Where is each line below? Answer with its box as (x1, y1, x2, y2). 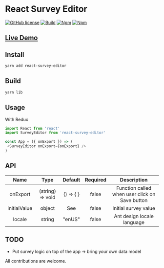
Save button (120, 197, 148, 203)
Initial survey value (112, 204, 155, 211)
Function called (116, 184, 152, 191)
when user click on (112, 191, 156, 198)
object (40, 204, 55, 211)
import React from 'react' (5, 126, 60, 131)
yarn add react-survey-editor (5, 64, 67, 68)
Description (120, 176, 148, 183)
